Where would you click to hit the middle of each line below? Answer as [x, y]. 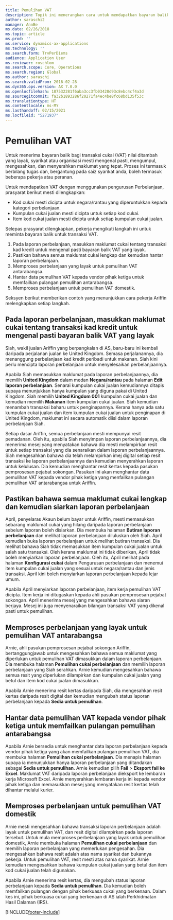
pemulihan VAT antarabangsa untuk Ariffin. [51, 483]
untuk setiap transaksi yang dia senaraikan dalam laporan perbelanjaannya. [85, 450]
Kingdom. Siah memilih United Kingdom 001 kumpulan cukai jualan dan [82, 396]
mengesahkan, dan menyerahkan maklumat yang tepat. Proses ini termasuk [86, 166]
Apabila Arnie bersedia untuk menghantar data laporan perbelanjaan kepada [86, 746]
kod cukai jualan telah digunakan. [41, 870]
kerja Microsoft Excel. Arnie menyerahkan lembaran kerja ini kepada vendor [85, 779]
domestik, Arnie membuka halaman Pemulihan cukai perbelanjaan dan [81, 843]
